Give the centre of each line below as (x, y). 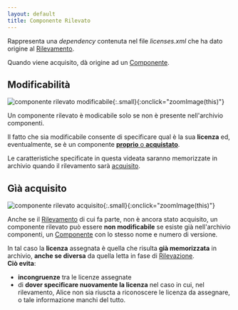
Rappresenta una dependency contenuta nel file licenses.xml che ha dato (115, 41)
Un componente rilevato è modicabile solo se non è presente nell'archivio (115, 115)
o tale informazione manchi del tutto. (72, 300)
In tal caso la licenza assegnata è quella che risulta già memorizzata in (112, 248)
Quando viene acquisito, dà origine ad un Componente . (88, 62)
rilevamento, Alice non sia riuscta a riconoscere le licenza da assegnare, (124, 292)
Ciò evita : (22, 264)
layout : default (31, 14)
